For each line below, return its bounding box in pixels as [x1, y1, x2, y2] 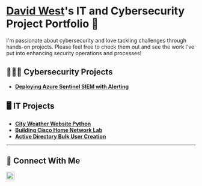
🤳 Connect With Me [6, 155, 81, 166]
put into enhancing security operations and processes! [6, 49, 142, 56]
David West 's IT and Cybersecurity [6, 4, 185, 18]
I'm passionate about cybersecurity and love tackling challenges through [6, 37, 187, 44]
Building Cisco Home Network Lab [14, 126, 103, 133]
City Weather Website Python [14, 120, 91, 127]
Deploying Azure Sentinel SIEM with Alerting [14, 83, 129, 90]
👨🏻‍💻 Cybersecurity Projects [6, 67, 113, 77]
